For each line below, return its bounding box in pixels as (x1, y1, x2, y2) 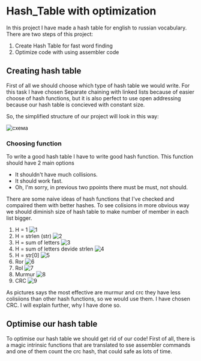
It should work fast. (14, 177, 63, 184)
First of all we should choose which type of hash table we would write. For (6, 82, 190, 89)
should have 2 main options (6, 159, 75, 166)
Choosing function (6, 139, 62, 148)
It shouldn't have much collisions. (14, 171, 98, 178)
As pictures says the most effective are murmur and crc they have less (6, 289, 181, 296)
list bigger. (6, 214, 32, 222)
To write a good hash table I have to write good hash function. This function (6, 153, 194, 160)
